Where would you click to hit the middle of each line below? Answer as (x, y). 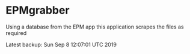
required (16, 33)
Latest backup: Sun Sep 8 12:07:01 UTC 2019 (61, 45)
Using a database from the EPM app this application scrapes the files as (95, 27)
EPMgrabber (38, 10)
